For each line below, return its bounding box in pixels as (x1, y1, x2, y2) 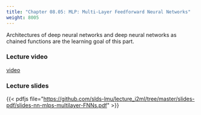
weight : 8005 (6, 15, 39, 21)
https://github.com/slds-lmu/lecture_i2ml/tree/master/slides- (43, 95, 195, 103)
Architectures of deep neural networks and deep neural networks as (6, 31, 177, 38)
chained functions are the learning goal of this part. (6, 38, 134, 45)
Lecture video (6, 53, 48, 61)
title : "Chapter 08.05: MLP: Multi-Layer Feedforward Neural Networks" (6, 8, 191, 15)
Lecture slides (6, 81, 49, 90)
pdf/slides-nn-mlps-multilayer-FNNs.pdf (6, 102, 107, 109)
